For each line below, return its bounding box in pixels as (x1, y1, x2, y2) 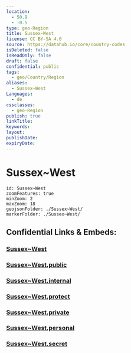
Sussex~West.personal (6, 324, 75, 332)
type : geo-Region (6, 25, 49, 31)
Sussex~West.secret (6, 340, 68, 348)
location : (6, 8, 31, 15)
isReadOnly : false (6, 53, 51, 58)
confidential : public (6, 63, 60, 70)
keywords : (6, 124, 31, 130)
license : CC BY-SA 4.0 (6, 36, 62, 42)
